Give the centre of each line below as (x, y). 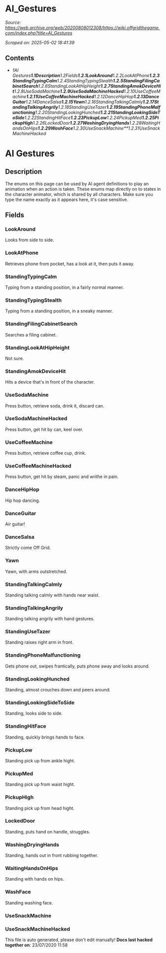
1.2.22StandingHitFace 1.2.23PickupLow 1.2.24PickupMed (83, 118)
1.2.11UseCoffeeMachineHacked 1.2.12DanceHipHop (80, 96)
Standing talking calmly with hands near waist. (52, 595)
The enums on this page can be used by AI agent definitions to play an (77, 184)
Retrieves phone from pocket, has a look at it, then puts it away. (70, 264)
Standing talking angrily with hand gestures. (50, 619)
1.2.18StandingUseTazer (82, 107)
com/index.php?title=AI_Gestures (39, 33)
